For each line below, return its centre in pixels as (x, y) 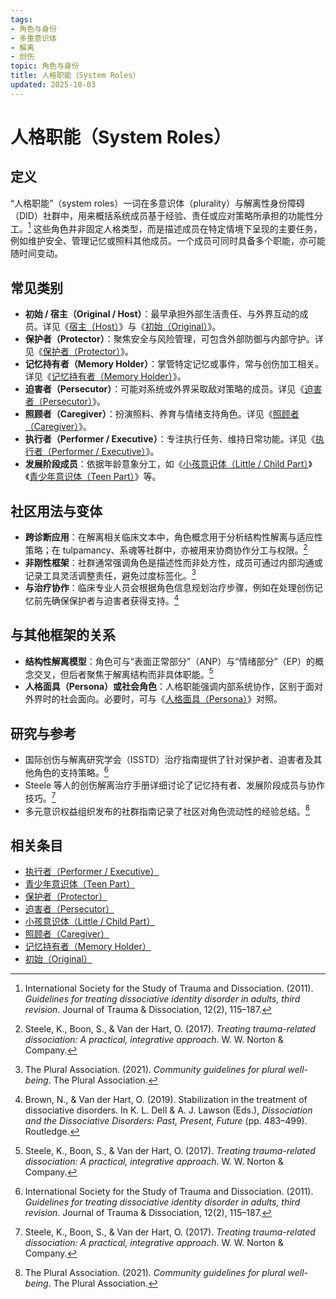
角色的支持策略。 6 (71, 771)
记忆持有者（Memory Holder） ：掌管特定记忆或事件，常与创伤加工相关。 (174, 364)
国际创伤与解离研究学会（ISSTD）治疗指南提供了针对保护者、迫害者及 (169, 760)
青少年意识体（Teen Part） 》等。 (95, 477)
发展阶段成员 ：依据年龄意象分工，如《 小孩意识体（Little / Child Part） (166, 464)
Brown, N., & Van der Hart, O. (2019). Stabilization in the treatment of (166, 1100)
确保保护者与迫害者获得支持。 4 (115, 599)
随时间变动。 (36, 253)
